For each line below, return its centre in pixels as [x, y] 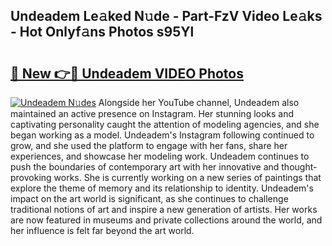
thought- [299, 167]
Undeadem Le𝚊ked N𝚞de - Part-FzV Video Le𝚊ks [166, 16]
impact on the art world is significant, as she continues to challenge [149, 198]
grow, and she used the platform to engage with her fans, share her [149, 145]
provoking [31, 177]
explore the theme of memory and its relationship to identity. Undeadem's [162, 188]
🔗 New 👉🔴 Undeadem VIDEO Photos [127, 73]
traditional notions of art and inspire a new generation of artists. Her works [164, 209]
